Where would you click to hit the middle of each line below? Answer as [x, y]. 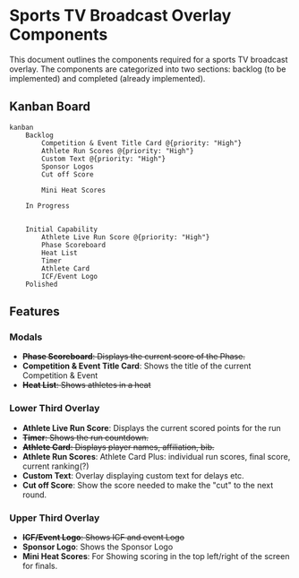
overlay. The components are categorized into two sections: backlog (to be [148, 69]
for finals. [40, 566]
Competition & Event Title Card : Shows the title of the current [137, 366]
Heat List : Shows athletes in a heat [86, 385]
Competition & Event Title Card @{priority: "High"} [142, 143]
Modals [26, 337]
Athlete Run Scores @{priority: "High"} [118, 151]
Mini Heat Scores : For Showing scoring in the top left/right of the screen [156, 556]
